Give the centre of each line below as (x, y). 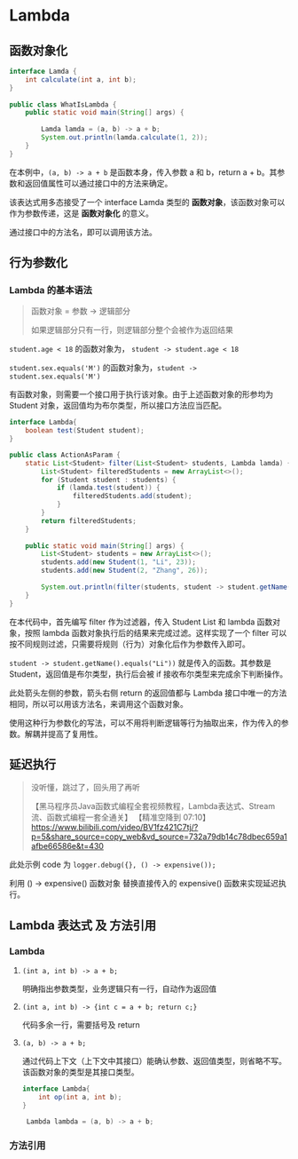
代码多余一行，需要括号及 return (81, 1025)
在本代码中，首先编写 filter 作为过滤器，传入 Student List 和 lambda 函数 (141, 622)
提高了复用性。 (75, 734)
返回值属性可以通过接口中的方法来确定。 (98, 183)
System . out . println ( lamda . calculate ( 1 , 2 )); (125, 138)
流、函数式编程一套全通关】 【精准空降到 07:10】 (121, 817)
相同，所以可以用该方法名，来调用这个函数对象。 (98, 703)
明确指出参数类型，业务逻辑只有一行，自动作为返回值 (119, 989)
